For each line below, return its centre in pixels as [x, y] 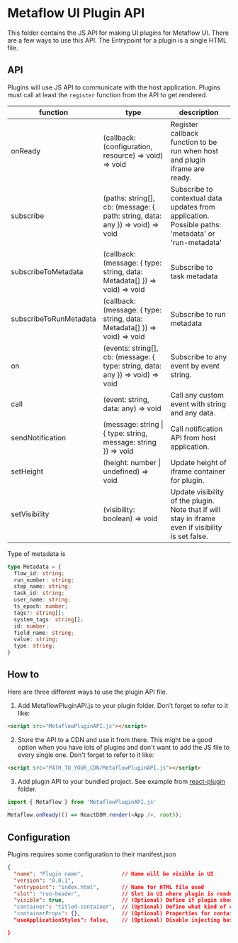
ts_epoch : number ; [41, 606]
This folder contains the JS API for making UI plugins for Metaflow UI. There [118, 33]
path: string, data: [132, 216]
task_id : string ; [39, 593]
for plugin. [187, 480]
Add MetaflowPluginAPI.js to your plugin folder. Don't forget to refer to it [123, 705]
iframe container [198, 471]
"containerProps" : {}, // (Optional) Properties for [112, 914]
